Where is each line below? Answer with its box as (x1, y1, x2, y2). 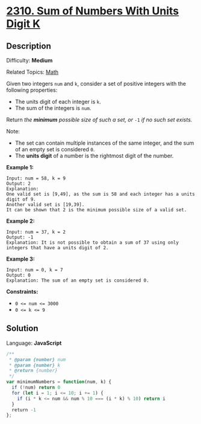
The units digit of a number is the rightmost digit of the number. (14, 152, 174, 159)
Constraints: (6, 288, 39, 295)
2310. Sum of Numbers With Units (6, 4, 179, 18)
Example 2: (6, 217, 35, 225)
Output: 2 (6, 181, 31, 187)
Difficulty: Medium (6, 57, 53, 64)
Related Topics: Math (6, 68, 59, 76)
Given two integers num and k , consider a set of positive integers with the (6, 80, 187, 87)
